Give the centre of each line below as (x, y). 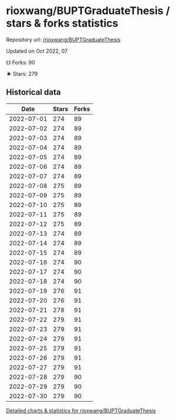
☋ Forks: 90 (21, 62)
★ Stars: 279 (22, 74)
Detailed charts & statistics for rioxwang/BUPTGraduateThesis (81, 411)
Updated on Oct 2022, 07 (37, 51)
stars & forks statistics (62, 23)
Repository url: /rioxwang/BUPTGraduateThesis (63, 39)
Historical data (33, 92)
